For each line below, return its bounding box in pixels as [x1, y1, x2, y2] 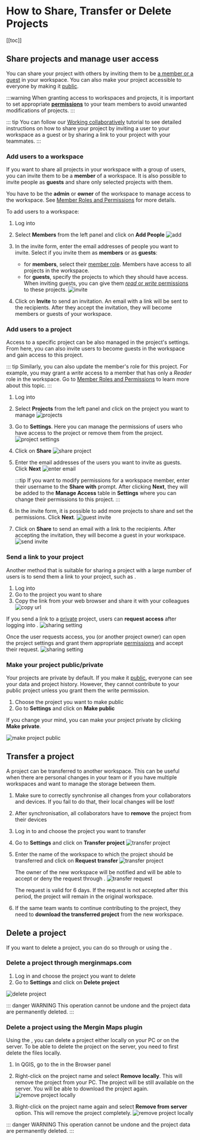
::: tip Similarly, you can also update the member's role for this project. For [6, 363, 188, 370]
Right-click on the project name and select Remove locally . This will [14, 1073, 183, 1080]
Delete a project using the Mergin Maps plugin [6, 1023, 143, 1031]
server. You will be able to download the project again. [14, 1085, 149, 1092]
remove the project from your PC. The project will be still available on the [14, 1079, 194, 1086]
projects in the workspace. [23, 267, 90, 274]
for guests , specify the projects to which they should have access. [23, 274, 188, 281]
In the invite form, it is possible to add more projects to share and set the [14, 508, 193, 515]
